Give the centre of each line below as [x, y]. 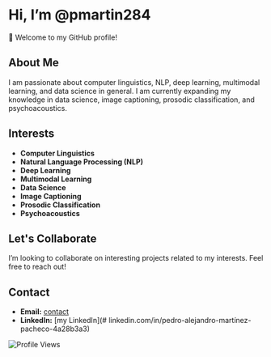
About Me [34, 63]
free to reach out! [37, 267]
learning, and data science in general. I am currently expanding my [120, 91]
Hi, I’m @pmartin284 [80, 15]
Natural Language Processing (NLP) [82, 161]
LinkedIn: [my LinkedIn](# [64, 321]
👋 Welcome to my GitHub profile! [63, 37]
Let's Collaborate [53, 238]
